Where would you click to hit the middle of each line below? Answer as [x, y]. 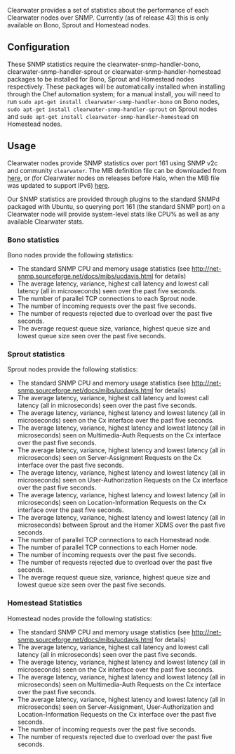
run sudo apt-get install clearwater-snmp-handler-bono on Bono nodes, [114, 101]
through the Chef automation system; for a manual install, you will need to [114, 94]
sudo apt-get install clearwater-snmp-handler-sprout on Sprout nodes [112, 109]
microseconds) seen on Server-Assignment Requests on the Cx [109, 458]
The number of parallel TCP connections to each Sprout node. [107, 298]
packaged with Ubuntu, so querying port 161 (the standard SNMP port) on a [116, 206]
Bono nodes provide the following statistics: [70, 255]
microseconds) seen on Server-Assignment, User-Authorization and [116, 707]
